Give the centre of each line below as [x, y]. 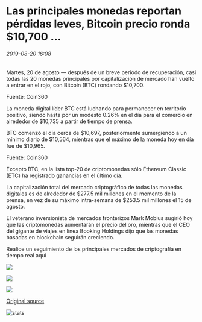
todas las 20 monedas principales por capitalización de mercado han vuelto [100, 79]
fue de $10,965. [26, 146]
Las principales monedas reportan [94, 11]
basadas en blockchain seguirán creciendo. [60, 238]
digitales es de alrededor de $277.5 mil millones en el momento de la [91, 194]
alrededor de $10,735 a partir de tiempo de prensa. [69, 121]
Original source [25, 301]
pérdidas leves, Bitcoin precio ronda [98, 24]
